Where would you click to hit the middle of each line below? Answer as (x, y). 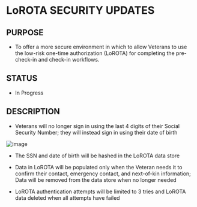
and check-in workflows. (69, 60)
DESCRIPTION (33, 112)
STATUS (22, 78)
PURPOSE (25, 33)
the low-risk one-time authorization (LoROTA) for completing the (95, 53)
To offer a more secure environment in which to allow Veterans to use (101, 47)
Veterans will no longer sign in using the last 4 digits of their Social (97, 126)
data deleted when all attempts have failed (67, 197)
